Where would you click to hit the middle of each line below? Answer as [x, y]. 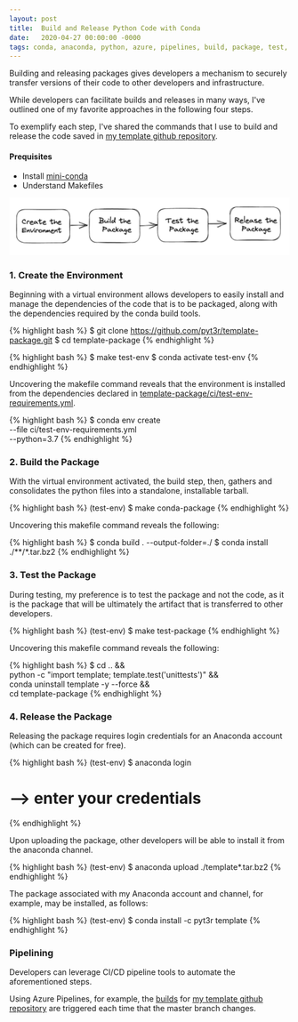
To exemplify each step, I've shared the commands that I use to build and [144, 127]
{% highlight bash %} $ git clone [69, 331]
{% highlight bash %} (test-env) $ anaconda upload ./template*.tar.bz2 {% [145, 866]
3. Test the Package [52, 575]
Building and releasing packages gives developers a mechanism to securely [148, 73]
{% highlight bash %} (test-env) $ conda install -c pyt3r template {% [135, 920]
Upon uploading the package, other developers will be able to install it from [147, 840]
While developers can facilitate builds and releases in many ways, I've [137, 100]
